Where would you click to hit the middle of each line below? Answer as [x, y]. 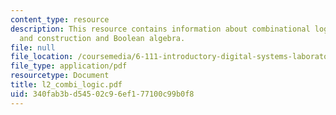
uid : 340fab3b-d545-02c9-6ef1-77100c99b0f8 [102, 94]
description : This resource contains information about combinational [160, 29]
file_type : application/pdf [69, 66]
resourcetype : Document [60, 76]
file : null [33, 47]
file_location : [42, 57]
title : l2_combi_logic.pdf [66, 85]
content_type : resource [60, 19]
